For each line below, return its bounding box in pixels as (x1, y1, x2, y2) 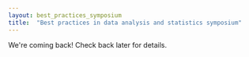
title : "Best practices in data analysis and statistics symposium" (8, 19, 243, 27)
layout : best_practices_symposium (8, 11, 123, 20)
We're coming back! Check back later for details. (8, 40, 168, 49)
